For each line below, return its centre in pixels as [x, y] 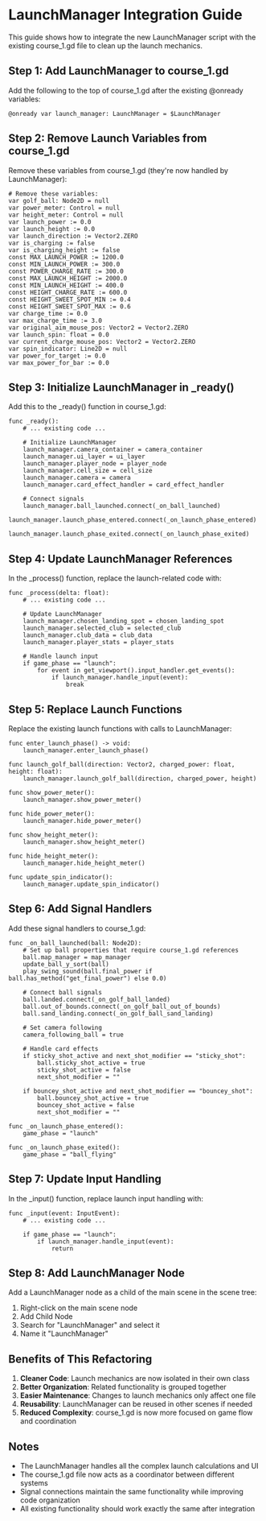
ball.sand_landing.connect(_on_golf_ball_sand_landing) [119, 1013]
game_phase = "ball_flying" [70, 1154]
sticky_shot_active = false [84, 1070]
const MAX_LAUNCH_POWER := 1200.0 [66, 257]
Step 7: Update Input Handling [85, 1179]
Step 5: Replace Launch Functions [95, 709]
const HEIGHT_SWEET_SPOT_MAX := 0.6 [70, 306]
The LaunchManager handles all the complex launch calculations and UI [139, 1466]
